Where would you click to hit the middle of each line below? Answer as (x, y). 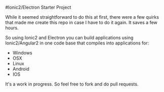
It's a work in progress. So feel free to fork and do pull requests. (72, 84)
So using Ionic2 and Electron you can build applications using (69, 38)
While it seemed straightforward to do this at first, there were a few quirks (82, 17)
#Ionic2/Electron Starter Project (38, 7)
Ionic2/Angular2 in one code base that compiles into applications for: (77, 43)
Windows (22, 53)
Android (21, 69)
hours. (12, 28)
